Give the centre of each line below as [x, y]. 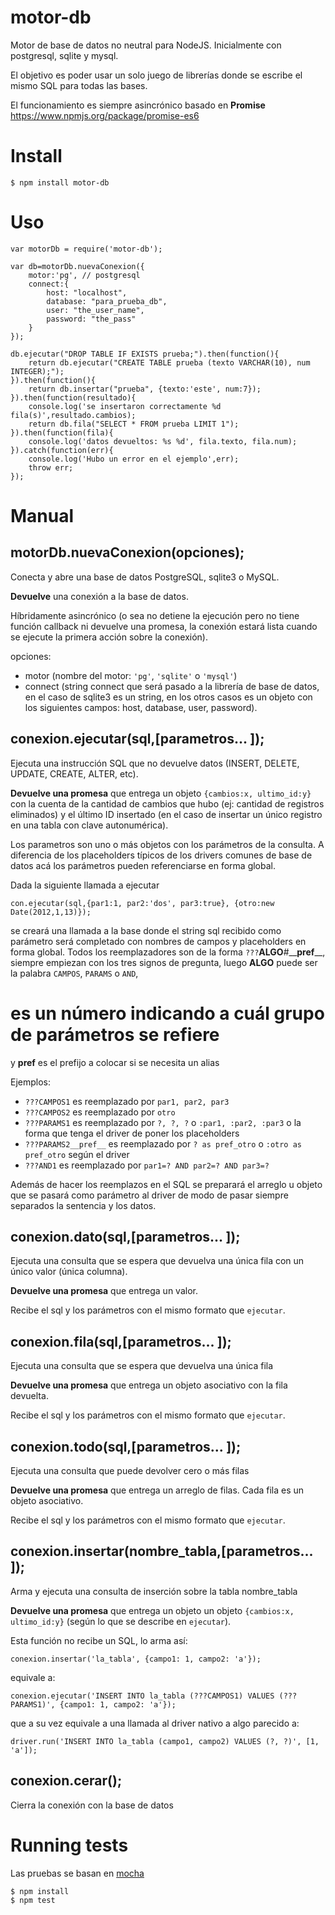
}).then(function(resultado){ [73, 397]
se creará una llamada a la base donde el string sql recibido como [146, 930]
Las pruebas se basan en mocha [77, 1873]
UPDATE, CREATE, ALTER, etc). [74, 773]
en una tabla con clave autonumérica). [89, 825]
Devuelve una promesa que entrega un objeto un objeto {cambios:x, [152, 1610]
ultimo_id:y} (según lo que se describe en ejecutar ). [121, 1621]
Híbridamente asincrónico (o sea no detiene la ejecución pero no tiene [155, 615]
